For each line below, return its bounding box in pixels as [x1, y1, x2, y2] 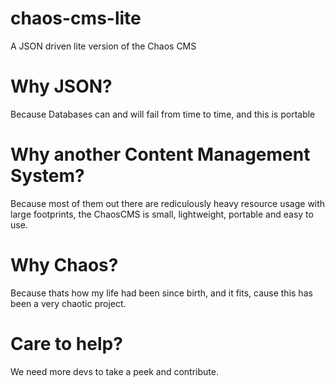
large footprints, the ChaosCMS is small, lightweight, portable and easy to [10, 208, 314, 220]
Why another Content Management [10, 143, 311, 166]
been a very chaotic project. [10, 297, 127, 309]
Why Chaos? [10, 254, 119, 276]
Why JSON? [10, 75, 113, 98]
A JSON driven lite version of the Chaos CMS [10, 40, 197, 52]
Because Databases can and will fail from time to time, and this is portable [10, 108, 316, 120]
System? [10, 165, 85, 187]
